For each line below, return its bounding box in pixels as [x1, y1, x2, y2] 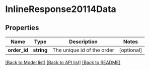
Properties [5, 23, 39, 32]
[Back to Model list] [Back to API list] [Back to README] [5, 59, 121, 65]
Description [68, 38, 98, 45]
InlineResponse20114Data [5, 3, 117, 15]
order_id [8, 46, 29, 53]
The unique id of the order [52, 46, 114, 53]
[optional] [119, 46, 142, 53]
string [33, 46, 48, 53]
